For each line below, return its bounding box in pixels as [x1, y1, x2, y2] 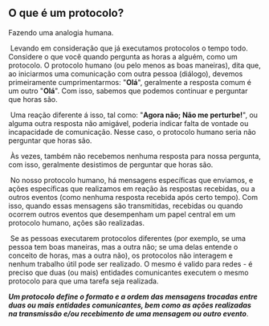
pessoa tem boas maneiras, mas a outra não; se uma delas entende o [8, 242, 238, 251]
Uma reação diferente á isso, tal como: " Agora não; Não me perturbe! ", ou [10, 110, 259, 120]
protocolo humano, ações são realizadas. [8, 218, 145, 227]
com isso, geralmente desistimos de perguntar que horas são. [8, 160, 214, 169]
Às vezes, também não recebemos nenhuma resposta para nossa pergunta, [10, 151, 261, 161]
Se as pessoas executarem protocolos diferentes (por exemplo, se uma [10, 233, 247, 243]
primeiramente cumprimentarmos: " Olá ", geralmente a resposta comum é [8, 77, 251, 87]
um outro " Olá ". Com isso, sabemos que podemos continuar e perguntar [8, 86, 248, 96]
